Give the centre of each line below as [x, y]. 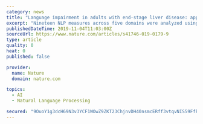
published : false [28, 57]
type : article [24, 40]
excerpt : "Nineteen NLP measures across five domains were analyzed [94, 23]
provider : [19, 67]
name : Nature [28, 73]
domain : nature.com [36, 79]
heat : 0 [16, 51]
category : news [25, 12]
